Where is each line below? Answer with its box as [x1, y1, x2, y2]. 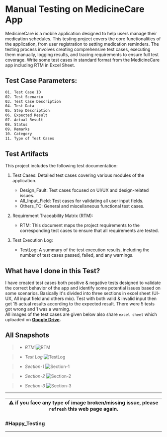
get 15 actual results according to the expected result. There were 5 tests [5, 301, 155, 306]
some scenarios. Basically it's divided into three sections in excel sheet [5, 291, 151, 296]
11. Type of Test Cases [5, 136, 55, 141]
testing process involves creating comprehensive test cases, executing [5, 46, 151, 52]
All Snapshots [5, 331, 50, 340]
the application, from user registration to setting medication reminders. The [5, 41, 159, 47]
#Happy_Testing [5, 420, 45, 427]
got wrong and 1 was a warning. [5, 306, 71, 312]
